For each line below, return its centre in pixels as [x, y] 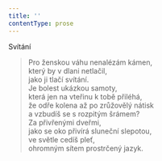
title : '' [25, 16]
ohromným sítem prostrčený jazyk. [85, 148]
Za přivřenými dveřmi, [64, 122]
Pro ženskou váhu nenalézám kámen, [90, 62]
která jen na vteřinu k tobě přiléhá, [85, 96]
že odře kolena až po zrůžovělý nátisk [91, 105]
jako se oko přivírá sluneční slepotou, [90, 131]
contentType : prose [41, 23]
